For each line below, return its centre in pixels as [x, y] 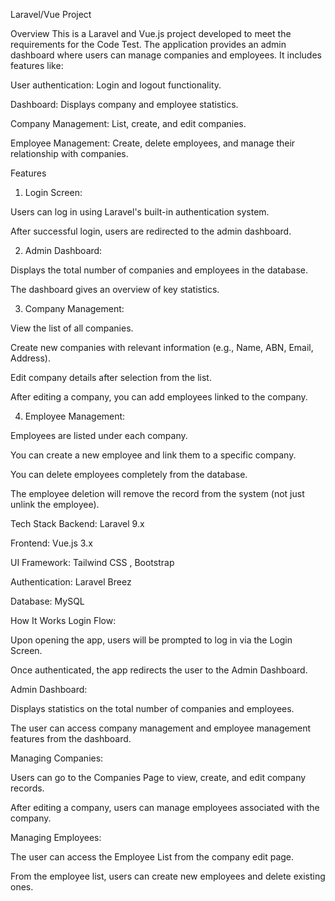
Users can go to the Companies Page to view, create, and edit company [158, 777]
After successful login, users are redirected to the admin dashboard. [151, 231]
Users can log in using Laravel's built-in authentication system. [140, 212]
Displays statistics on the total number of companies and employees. [152, 708]
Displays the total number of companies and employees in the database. [159, 270]
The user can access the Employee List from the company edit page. [152, 857]
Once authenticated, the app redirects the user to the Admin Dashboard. [159, 670]
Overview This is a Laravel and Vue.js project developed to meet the [151, 33]
